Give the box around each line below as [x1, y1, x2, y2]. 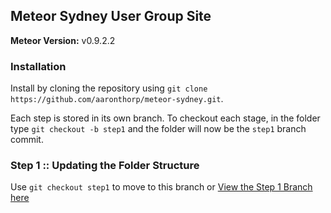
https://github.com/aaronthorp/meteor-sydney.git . [10, 93, 224, 105]
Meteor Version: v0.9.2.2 [10, 34, 116, 46]
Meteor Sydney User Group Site [10, 8, 212, 25]
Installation [10, 59, 67, 73]
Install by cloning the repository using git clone [10, 82, 208, 94]
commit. [10, 134, 44, 146]
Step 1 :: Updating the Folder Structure [10, 159, 200, 173]
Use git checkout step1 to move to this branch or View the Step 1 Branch [10, 181, 313, 193]
